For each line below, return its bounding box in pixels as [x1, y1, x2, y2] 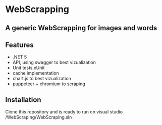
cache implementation [12, 70, 59, 76]
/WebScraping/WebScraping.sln [5, 114, 72, 120]
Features [5, 40, 34, 49]
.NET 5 [12, 54, 27, 60]
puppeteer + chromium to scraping [12, 81, 86, 87]
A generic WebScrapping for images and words [5, 24, 157, 32]
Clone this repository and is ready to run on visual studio [5, 109, 123, 115]
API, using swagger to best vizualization [12, 59, 96, 66]
